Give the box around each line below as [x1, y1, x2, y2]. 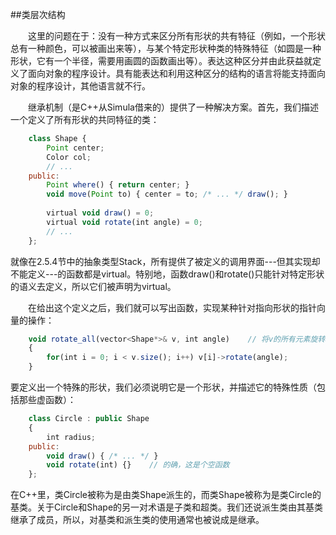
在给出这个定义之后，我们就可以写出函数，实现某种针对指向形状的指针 [28, 301, 317, 313]
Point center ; [46, 143, 105, 153]
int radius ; [46, 432, 97, 442]
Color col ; [46, 152, 92, 162]
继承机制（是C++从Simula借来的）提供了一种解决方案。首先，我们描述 [28, 101, 319, 113]
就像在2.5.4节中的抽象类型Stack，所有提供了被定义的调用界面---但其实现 [10, 255, 312, 267]
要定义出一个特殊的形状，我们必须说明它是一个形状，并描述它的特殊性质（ [10, 381, 317, 393]
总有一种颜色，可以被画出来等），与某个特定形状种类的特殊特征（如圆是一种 [10, 43, 322, 54]
